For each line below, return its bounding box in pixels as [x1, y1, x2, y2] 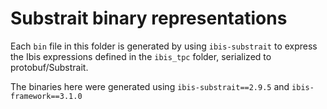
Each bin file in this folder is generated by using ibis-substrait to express [10, 40, 318, 52]
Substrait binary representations [10, 7, 288, 30]
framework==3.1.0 [10, 91, 83, 101]
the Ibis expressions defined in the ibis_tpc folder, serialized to [10, 50, 272, 62]
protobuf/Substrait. [10, 61, 89, 73]
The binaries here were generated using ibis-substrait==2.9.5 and [10, 80, 290, 92]
